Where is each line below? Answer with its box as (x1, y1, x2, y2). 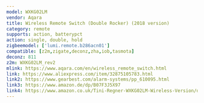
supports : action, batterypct (6, 32, 83, 38)
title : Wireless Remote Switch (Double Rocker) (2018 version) (6, 20, 170, 26)
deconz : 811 (6, 54, 36, 60)
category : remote (6, 25, 50, 32)
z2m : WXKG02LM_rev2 (6, 59, 56, 65)
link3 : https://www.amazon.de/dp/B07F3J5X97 (6, 82, 121, 88)
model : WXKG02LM (6, 8, 47, 15)
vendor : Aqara (6, 15, 42, 21)
